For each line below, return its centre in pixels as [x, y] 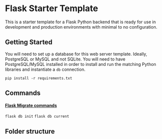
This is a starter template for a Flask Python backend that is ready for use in [81, 22]
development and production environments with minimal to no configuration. [81, 27]
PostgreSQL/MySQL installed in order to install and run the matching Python [81, 64]
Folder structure [30, 131]
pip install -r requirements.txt [39, 78]
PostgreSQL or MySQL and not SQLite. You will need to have [65, 59]
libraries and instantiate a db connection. [45, 69]
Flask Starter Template [52, 8]
